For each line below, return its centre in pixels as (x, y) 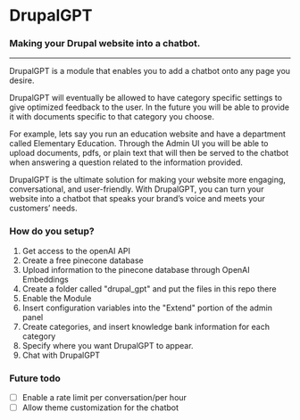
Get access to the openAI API (76, 251)
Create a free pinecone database (83, 260)
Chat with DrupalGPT (61, 355)
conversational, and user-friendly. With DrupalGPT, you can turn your (137, 189)
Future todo (35, 378)
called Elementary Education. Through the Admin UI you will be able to (139, 144)
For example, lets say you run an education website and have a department (147, 134)
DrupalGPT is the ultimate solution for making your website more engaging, (147, 180)
